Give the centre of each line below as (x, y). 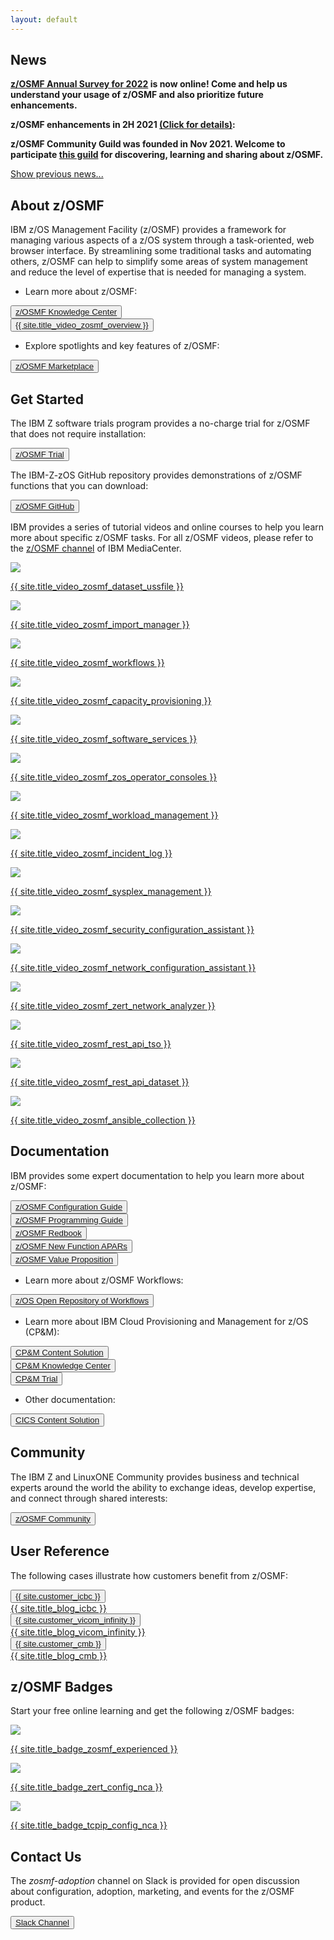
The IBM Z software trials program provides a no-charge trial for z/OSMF (160, 423)
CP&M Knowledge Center (63, 1365)
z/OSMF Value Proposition (64, 1259)
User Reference (60, 1551)
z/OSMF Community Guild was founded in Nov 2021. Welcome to (148, 144)
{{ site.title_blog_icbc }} (58, 1608)
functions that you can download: (79, 486)
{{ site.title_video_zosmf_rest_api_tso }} (91, 1044)
